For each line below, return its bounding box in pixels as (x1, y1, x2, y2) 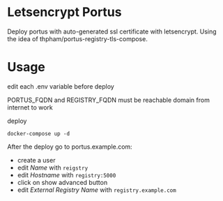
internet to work (7, 103, 54, 112)
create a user (17, 156, 56, 164)
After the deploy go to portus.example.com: (7, 142, 132, 151)
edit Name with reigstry (17, 163, 89, 172)
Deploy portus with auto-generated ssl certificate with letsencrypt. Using (7, 27, 217, 36)
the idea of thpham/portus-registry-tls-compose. (7, 34, 148, 43)
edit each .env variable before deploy (7, 82, 115, 91)
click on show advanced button (17, 178, 108, 186)
